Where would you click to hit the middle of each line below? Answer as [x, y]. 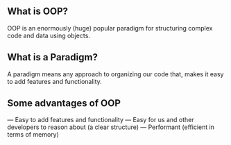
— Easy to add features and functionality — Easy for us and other [101, 120]
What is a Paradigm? [53, 57]
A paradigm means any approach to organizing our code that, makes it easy [115, 74]
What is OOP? [37, 11]
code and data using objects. [49, 35]
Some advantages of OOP [64, 103]
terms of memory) [33, 135]
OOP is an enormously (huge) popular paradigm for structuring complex [110, 28]
